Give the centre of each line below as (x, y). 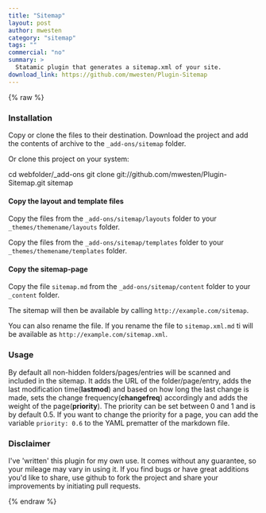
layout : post (30, 23)
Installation (31, 118)
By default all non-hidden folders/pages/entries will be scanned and (120, 372)
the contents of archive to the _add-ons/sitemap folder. (97, 143)
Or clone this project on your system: (69, 159)
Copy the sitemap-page (48, 269)
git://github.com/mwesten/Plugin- (172, 174)
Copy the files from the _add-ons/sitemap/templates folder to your (116, 242)
